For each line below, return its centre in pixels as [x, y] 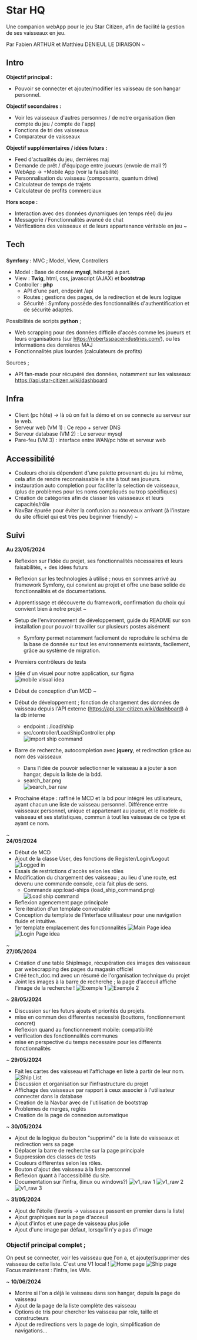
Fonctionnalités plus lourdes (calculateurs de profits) [78, 351]
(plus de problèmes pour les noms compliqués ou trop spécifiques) [96, 492]
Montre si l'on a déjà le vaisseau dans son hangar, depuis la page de [97, 1293]
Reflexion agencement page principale [61, 902]
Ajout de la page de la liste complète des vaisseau [75, 1306]
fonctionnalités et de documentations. [61, 591]
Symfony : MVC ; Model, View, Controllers [57, 261]
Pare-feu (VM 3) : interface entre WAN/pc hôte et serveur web [90, 440]
